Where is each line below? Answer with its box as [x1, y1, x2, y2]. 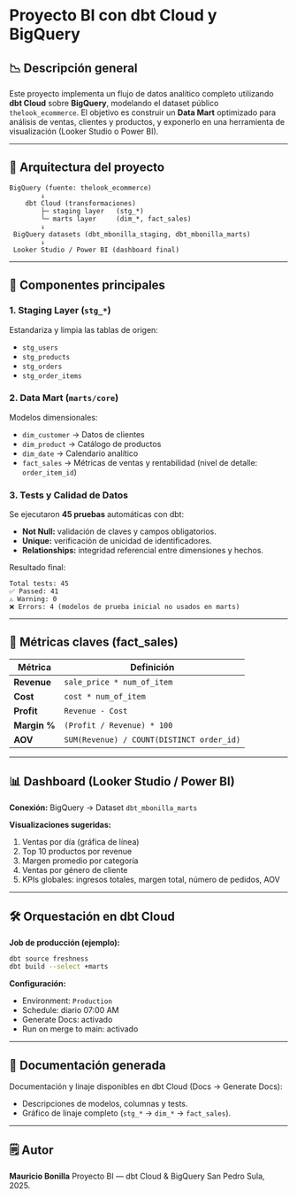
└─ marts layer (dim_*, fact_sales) [41, 214, 192, 223]
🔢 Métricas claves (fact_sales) [9, 635, 179, 650]
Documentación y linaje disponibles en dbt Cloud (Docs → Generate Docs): [9, 1081, 283, 1092]
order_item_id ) [21, 467, 77, 477]
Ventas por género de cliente [21, 864, 128, 875]
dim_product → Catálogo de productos [21, 438, 162, 449]
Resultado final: [9, 562, 66, 573]
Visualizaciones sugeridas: [9, 819, 112, 830]
